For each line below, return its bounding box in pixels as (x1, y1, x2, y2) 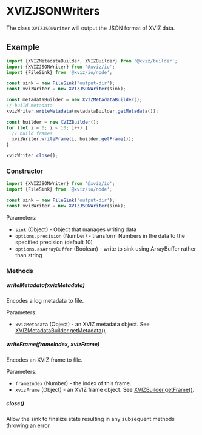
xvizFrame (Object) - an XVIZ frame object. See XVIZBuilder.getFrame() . (15, 386, 195, 393)
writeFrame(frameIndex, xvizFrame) (6, 341, 100, 348)
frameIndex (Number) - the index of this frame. (15, 379, 132, 386)
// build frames (12, 130, 53, 137)
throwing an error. (6, 422, 52, 429)
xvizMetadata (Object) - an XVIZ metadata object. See (15, 320, 150, 328)
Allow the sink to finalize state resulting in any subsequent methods (6, 415, 175, 422)
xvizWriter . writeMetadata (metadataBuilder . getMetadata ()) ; (6, 108, 159, 114)
